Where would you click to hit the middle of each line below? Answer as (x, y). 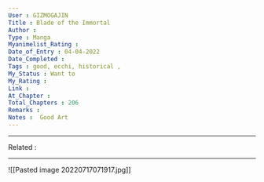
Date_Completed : (37, 60)
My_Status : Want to (42, 74)
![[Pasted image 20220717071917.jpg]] (70, 169)
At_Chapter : (29, 96)
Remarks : (24, 111)
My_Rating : (27, 81)
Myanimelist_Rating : (44, 45)
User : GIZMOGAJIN (38, 15)
